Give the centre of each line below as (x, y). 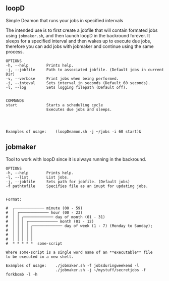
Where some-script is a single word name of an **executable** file (79, 252)
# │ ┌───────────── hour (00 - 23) (44, 212)
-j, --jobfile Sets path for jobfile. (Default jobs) (68, 182)
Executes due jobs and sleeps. (79, 109)
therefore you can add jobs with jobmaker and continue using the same (80, 46)
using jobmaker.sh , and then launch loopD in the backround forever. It (78, 35)
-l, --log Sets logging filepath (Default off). (67, 87)
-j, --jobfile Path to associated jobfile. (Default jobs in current (85, 70)
